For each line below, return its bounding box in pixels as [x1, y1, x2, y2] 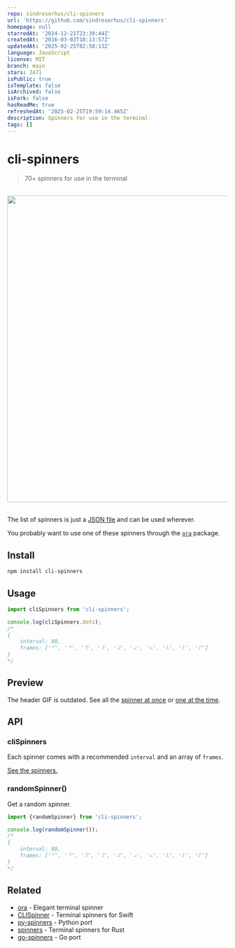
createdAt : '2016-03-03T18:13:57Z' [7, 36, 111, 43]
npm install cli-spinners [7, 568, 83, 575]
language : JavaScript [7, 50, 71, 57]
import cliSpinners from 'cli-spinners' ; [7, 605, 130, 613]
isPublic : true [7, 75, 52, 83]
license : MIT [7, 56, 45, 63]
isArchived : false [7, 88, 61, 95]
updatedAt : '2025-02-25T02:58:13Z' [7, 43, 111, 50]
